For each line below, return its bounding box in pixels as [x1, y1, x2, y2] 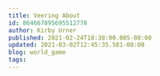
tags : [8, 56, 26, 64]
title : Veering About [8, 11, 81, 20]
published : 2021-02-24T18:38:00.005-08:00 [8, 33, 152, 42]
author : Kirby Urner [8, 26, 78, 34]
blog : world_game [8, 48, 66, 56]
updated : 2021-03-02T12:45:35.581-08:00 [8, 41, 146, 49]
